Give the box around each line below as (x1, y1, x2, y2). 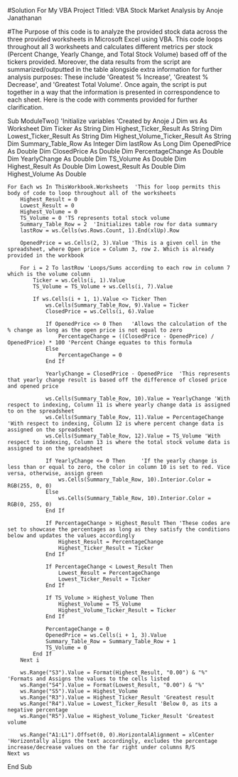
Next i (20, 657, 40, 664)
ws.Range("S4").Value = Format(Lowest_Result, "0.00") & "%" (20, 682, 205, 689)
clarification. (7, 103, 44, 111)
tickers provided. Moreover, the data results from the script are (7, 58, 192, 66)
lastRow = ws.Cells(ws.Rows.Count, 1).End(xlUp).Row (20, 227, 180, 234)
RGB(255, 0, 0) (7, 482, 53, 490)
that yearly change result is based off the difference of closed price (7, 376, 227, 384)
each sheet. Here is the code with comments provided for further (7, 95, 198, 104)
